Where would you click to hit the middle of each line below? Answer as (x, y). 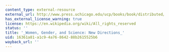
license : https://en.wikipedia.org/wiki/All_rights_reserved (71, 24)
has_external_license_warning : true (44, 19)
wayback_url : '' (22, 42)
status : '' (17, 28)
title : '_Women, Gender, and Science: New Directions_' (65, 33)
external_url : (20, 14)
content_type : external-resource (40, 10)
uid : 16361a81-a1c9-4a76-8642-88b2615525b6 (52, 38)
